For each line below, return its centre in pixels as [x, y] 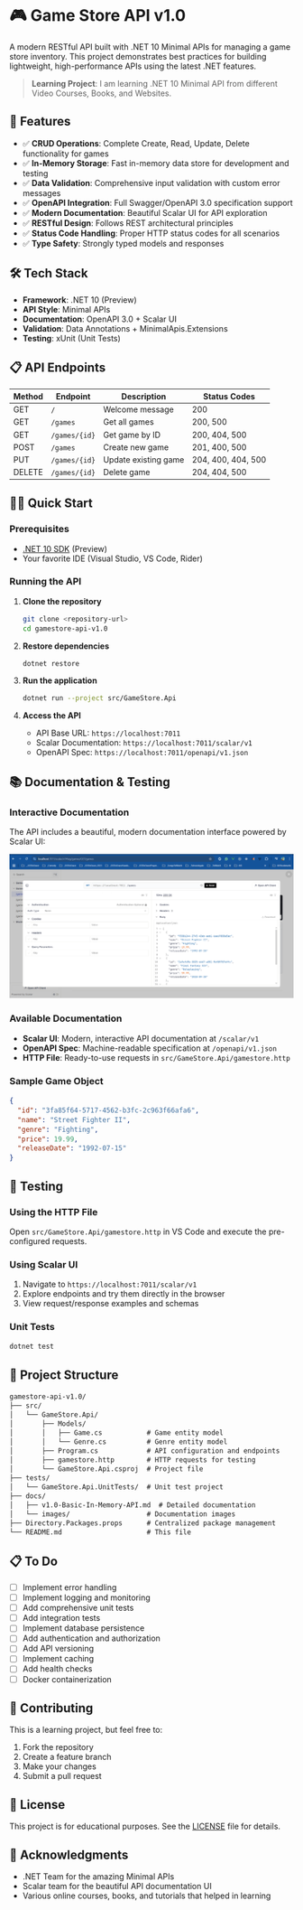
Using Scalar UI [44, 1264]
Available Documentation [66, 1018]
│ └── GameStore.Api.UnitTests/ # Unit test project [116, 1487]
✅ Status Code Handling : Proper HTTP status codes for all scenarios [151, 233]
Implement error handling [69, 1587]
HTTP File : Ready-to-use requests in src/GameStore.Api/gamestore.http [156, 1057]
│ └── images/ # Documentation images [123, 1514]
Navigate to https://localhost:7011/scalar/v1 [110, 1284]
